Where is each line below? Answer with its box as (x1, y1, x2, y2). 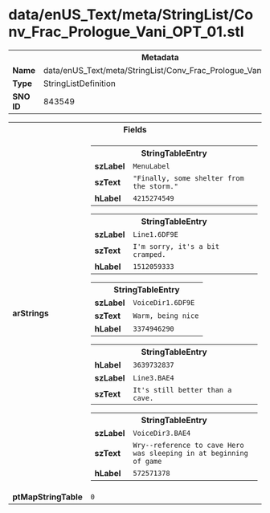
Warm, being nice (132, 311, 199, 320)
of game (132, 456, 162, 466)
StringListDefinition (43, 78, 117, 89)
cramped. (132, 250, 166, 259)
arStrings (12, 307, 50, 319)
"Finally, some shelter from (132, 173, 244, 182)
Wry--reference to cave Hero (132, 440, 244, 450)
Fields (123, 124, 147, 135)
